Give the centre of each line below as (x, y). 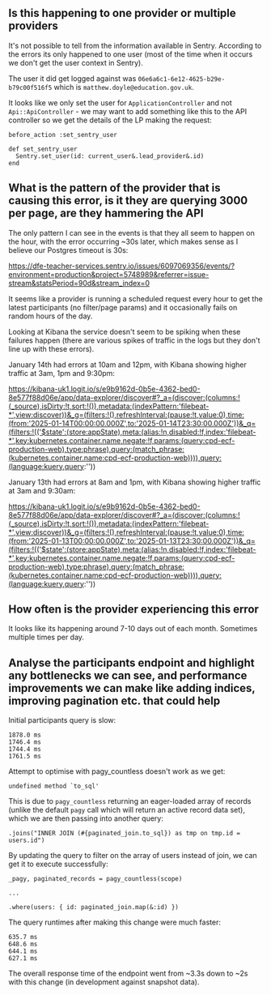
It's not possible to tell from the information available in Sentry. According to (135, 45)
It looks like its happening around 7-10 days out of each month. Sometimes (133, 629)
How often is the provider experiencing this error (133, 610)
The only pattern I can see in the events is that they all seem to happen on (131, 233)
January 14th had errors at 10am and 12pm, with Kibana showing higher (127, 365)
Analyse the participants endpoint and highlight (131, 662)
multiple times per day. (47, 637)
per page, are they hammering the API (106, 214)
